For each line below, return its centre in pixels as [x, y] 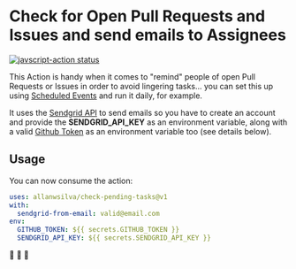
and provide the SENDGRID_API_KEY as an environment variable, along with [148, 122]
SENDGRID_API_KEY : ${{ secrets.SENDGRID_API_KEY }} [114, 238]
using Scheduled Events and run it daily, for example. [106, 96]
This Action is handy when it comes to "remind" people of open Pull [133, 76]
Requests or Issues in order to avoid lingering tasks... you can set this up [141, 86]
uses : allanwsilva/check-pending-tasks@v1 [88, 196]
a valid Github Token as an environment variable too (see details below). [140, 131]
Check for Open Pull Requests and [137, 16]
